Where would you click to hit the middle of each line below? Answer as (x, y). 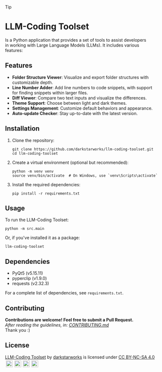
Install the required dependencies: (46, 184)
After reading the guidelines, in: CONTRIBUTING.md (57, 325)
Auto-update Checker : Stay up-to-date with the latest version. (75, 113)
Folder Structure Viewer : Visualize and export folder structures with (80, 77)
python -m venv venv (33, 171)
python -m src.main (25, 229)
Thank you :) (18, 330)
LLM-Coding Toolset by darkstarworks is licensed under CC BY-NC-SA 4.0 (80, 357)
